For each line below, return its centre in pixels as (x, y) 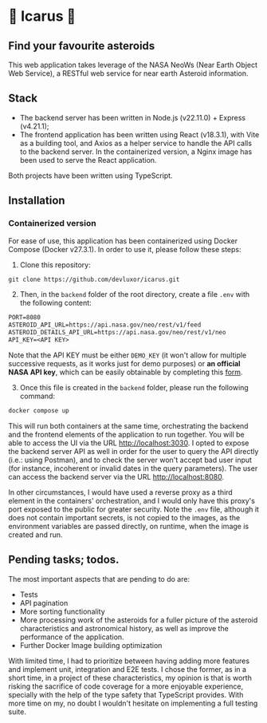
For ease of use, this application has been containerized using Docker (123, 241)
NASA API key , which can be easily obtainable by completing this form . (126, 372)
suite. (17, 711)
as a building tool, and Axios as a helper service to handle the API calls (136, 143)
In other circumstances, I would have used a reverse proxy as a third (120, 492)
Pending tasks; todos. (64, 560)
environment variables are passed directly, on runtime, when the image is (129, 526)
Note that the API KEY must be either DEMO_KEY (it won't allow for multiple (128, 355)
